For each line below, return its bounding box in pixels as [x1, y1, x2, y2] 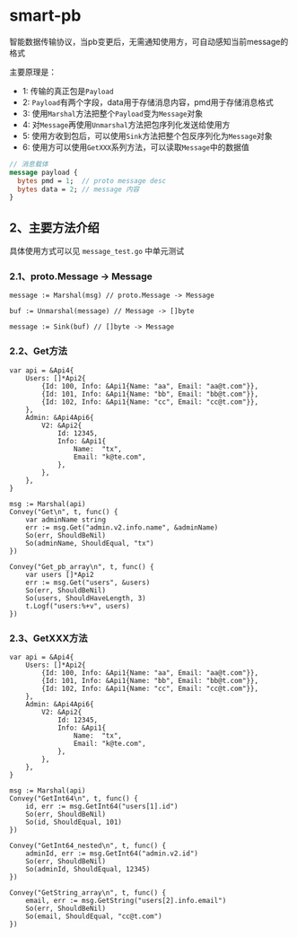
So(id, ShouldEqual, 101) [25, 818, 123, 827]
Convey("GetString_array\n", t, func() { [9, 889, 167, 898]
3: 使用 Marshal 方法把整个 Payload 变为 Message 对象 [22, 108, 204, 118]
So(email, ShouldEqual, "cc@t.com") [25, 912, 163, 921]
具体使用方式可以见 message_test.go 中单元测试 [9, 246, 185, 257]
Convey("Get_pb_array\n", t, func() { [9, 562, 154, 571]
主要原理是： [9, 66, 57, 77]
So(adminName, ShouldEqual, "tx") [25, 539, 154, 547]
